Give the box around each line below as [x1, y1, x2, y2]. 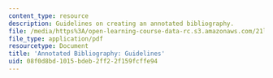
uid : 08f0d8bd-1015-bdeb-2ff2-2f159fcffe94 [8, 58, 158, 66]
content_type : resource [8, 11, 89, 20]
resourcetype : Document [8, 42, 89, 50]
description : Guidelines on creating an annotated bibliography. [8, 19, 234, 28]
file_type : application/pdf [8, 34, 104, 43]
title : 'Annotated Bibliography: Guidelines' [8, 50, 165, 58]
